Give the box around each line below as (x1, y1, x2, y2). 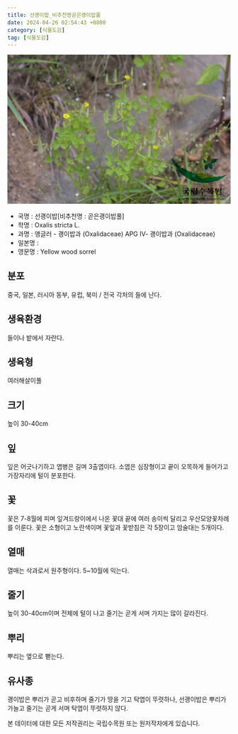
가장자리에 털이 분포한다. (7, 471, 76, 480)
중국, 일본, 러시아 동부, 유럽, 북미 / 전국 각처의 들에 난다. (7, 290, 161, 298)
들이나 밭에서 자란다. (7, 333, 64, 342)
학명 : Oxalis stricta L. (17, 220, 80, 229)
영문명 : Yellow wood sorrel (17, 247, 96, 256)
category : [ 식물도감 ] (7, 26, 65, 33)
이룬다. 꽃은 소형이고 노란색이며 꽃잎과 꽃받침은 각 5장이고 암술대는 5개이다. (14, 523, 225, 531)
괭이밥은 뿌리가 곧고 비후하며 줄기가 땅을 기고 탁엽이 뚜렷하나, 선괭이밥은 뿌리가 (7, 695, 227, 703)
